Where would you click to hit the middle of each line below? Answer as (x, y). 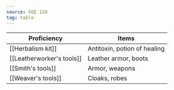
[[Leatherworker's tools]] (46, 58)
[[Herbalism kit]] (33, 48)
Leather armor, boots (118, 58)
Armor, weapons (111, 68)
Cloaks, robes (107, 78)
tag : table (20, 18)
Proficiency (45, 38)
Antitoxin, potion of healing (126, 48)
